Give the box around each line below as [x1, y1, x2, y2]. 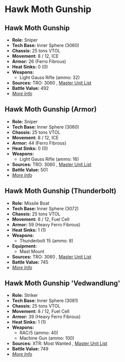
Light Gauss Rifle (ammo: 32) [19, 75, 80, 80]
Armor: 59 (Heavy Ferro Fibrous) [12, 221, 81, 227]
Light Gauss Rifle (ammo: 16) [19, 156, 79, 162]
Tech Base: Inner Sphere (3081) [12, 297, 78, 304]
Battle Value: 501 [12, 166, 48, 172]
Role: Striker [12, 292, 38, 298]
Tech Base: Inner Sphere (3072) [12, 205, 79, 211]
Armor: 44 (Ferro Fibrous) [12, 140, 67, 146]
